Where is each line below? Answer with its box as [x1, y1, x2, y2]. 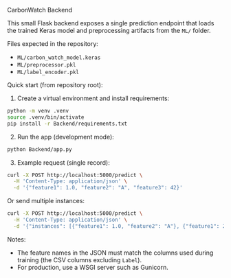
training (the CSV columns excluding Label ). [16, 255, 142, 264]
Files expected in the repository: [7, 40, 98, 47]
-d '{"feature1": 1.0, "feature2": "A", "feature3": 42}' [13, 185, 184, 192]
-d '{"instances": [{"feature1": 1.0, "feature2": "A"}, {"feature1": [13, 222, 220, 229]
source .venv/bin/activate [7, 113, 85, 121]
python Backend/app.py [7, 146, 72, 153]
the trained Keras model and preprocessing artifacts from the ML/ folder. [7, 27, 211, 34]
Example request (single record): [16, 158, 110, 167]
